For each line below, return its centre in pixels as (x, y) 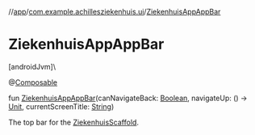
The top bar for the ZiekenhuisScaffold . (74, 122)
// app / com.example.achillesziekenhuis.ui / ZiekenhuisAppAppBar (115, 12)
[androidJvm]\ (32, 66)
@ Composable (33, 82)
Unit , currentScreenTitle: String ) (61, 106)
